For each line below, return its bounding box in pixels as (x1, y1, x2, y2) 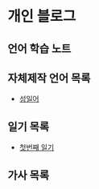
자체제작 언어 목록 (7, 71, 91, 85)
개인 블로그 (7, 7, 76, 26)
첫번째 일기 (19, 143, 55, 152)
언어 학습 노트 (7, 42, 72, 55)
